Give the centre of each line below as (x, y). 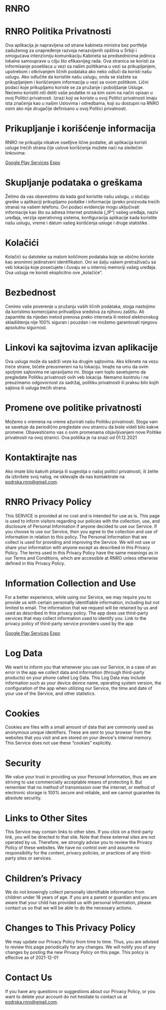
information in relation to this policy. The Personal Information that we (76, 537)
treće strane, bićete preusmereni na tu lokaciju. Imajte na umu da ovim (77, 366)
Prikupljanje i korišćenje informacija (81, 128)
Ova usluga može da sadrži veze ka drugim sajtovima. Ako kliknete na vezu (82, 361)
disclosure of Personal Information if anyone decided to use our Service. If (81, 526)
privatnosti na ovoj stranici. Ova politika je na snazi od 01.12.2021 (71, 437)
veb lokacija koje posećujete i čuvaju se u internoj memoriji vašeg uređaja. (81, 267)
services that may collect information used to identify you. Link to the (76, 618)
